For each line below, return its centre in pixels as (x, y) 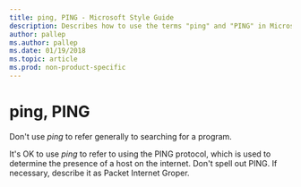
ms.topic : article (43, 59)
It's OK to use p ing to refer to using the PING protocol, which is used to (140, 154)
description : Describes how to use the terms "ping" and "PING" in (138, 26)
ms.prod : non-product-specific (68, 68)
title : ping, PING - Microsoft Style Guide (92, 17)
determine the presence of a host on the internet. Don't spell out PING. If (143, 163)
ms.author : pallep (43, 42)
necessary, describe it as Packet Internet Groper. (99, 173)
